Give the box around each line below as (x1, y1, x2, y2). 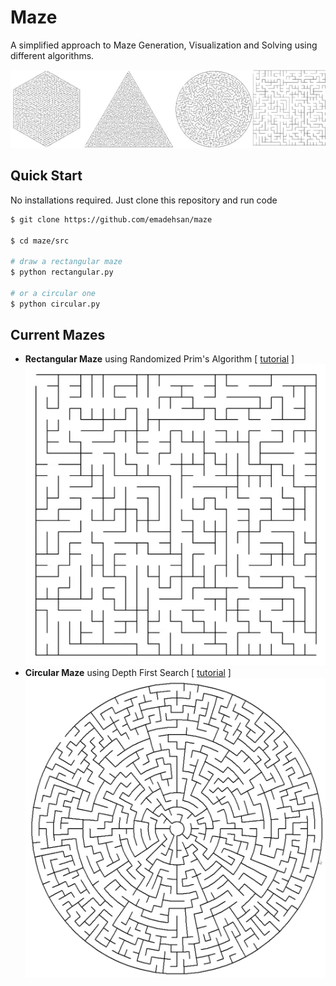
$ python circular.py (10, 299, 101, 309)
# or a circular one (10, 288, 97, 298)
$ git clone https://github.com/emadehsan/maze (10, 214, 213, 225)
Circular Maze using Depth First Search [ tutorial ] (24, 667, 232, 679)
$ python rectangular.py (10, 267, 114, 278)
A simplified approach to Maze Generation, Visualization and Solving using (10, 39, 318, 51)
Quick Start (10, 167, 83, 185)
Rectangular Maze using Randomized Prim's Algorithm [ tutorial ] (24, 353, 295, 365)
